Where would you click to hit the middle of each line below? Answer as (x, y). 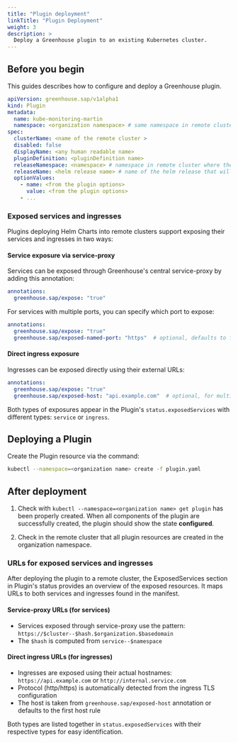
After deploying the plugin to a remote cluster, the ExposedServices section (118, 579)
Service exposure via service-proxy (61, 255)
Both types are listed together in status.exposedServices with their (104, 724)
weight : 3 (22, 27)
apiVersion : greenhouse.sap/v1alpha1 (63, 99)
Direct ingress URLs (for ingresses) (60, 657)
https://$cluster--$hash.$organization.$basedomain (95, 634)
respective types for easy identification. (66, 732)
